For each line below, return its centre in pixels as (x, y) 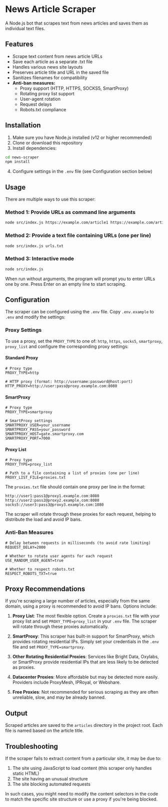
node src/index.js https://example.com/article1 (57, 223)
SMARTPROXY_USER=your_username (38, 425)
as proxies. (24, 667)
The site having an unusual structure (50, 779)
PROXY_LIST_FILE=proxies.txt (35, 478)
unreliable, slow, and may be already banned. (59, 697)
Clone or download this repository (47, 143)
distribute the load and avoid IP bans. (43, 519)
